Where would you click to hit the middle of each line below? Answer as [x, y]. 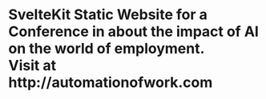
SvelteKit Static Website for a [108, 15]
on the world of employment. [107, 49]
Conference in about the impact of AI [133, 32]
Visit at [32, 66]
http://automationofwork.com [111, 83]
